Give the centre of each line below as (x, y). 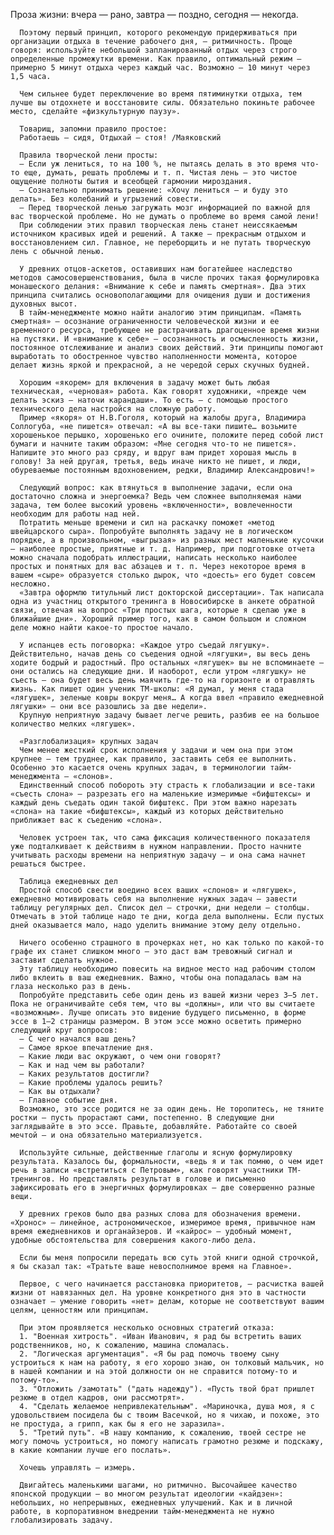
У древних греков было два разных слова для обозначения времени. (160, 1214)
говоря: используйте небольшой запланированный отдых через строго (154, 50)
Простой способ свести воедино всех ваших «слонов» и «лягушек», (158, 890)
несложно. (31, 584)
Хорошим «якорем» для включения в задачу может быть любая (145, 383)
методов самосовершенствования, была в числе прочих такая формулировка (165, 278)
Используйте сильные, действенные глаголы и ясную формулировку (156, 1153)
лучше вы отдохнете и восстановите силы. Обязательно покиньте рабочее (162, 103)
